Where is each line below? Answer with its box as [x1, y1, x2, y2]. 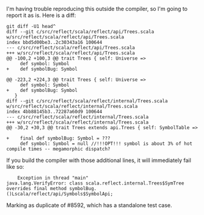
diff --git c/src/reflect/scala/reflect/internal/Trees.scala [6, 98, 168, 104]
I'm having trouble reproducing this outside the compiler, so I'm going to [6, 5, 188, 12]
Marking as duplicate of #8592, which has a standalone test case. [6, 202, 172, 209]
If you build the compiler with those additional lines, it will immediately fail [6, 157, 191, 164]
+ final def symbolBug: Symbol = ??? [6, 135, 111, 141]
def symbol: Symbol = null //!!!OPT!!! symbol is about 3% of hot [20, 141, 192, 147]
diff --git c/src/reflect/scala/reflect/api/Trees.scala [6, 29, 155, 35]
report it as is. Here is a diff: [6, 12, 76, 19]
